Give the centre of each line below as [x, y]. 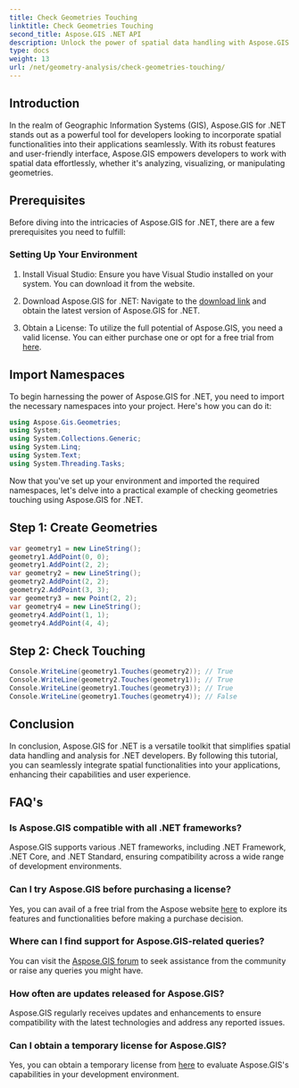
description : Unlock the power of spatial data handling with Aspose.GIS [149, 42]
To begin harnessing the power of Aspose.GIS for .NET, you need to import [147, 396]
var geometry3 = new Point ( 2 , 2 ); [74, 598]
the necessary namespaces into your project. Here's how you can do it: [141, 406]
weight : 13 [29, 59]
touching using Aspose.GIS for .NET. [76, 499]
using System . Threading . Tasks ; [67, 464]
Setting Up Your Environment [74, 255]
